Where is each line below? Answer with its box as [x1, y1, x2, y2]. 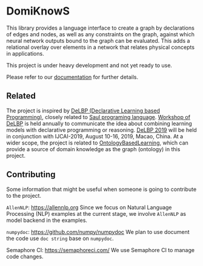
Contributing [6, 169, 56, 180]
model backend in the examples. [6, 216, 88, 224]
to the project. [6, 192, 41, 199]
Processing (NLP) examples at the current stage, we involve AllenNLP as [6, 210, 187, 217]
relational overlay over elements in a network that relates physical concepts [6, 44, 195, 51]
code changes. [6, 253, 44, 260]
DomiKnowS [6, 4, 70, 18]
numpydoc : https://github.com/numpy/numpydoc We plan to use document [6, 228, 190, 235]
